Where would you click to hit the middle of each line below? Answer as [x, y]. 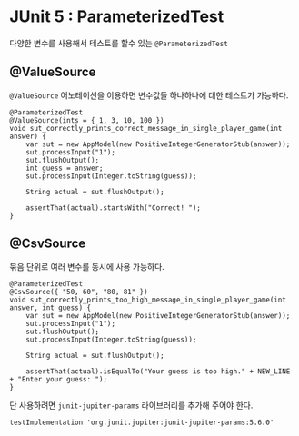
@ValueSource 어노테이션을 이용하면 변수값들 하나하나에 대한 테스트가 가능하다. [149, 95]
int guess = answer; [65, 168]
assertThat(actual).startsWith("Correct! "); [114, 208]
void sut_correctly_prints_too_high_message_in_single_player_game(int [148, 300]
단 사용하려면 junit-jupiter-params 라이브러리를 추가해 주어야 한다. [131, 405]
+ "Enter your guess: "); [58, 379]
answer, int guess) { [50, 307]
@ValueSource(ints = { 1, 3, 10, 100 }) [87, 120]
